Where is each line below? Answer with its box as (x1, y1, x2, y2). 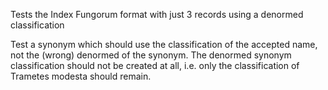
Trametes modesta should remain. (10, 70, 152, 82)
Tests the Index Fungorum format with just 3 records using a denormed (10, 9, 304, 20)
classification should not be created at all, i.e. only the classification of (10, 60, 300, 71)
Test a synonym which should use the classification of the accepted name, (10, 39, 318, 50)
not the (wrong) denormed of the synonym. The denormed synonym (10, 49, 292, 61)
